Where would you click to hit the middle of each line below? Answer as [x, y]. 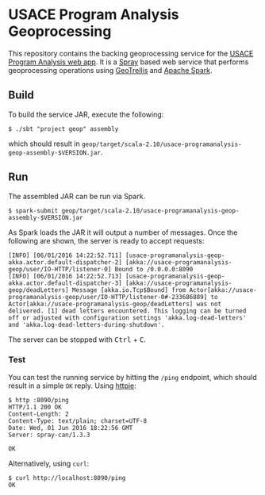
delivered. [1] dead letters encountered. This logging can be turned [127, 311]
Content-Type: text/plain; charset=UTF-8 [78, 421]
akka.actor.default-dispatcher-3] [65, 283]
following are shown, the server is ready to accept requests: [106, 240]
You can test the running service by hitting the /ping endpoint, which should [133, 377]
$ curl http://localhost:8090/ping [67, 478]
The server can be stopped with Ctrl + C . [77, 340]
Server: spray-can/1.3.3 [49, 435]
